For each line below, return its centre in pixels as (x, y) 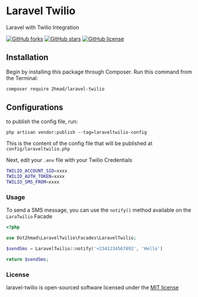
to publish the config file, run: (42, 122)
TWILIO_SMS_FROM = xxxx (33, 182)
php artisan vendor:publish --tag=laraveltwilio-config (76, 132)
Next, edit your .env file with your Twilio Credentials (69, 160)
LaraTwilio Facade (29, 216)
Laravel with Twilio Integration (43, 27)
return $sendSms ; (28, 259)
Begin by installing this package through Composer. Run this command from (99, 72)
